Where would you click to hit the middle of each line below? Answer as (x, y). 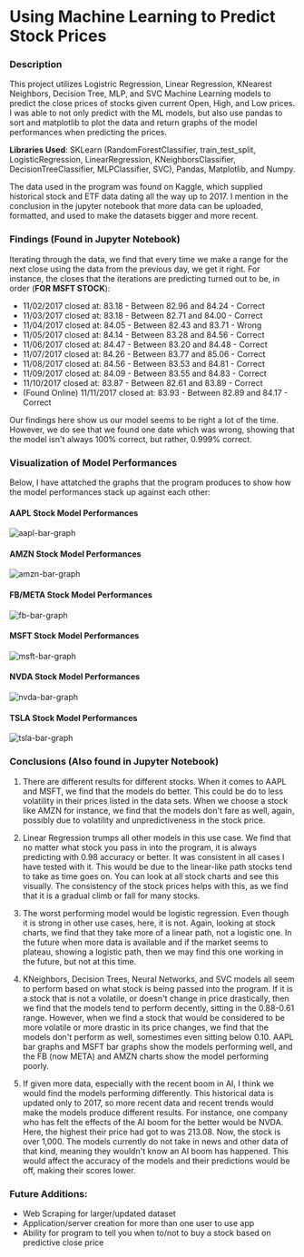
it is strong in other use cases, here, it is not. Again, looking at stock (149, 923)
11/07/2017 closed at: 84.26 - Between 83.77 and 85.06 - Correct (144, 354)
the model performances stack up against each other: (110, 492)
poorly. (36, 1065)
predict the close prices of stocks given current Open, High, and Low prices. (152, 104)
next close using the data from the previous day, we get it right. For (135, 269)
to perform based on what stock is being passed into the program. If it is (157, 988)
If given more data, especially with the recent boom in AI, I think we (148, 1084)
